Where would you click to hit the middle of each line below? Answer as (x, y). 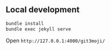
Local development (43, 10)
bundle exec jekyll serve (38, 29)
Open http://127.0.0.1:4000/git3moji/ (55, 40)
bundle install (25, 23)
